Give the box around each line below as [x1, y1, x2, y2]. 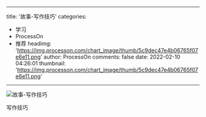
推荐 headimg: [15, 40, 52, 47]
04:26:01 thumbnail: [15, 60, 66, 67]
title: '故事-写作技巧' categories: [6, 13, 87, 20]
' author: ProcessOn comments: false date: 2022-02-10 [40, 53, 181, 60]
